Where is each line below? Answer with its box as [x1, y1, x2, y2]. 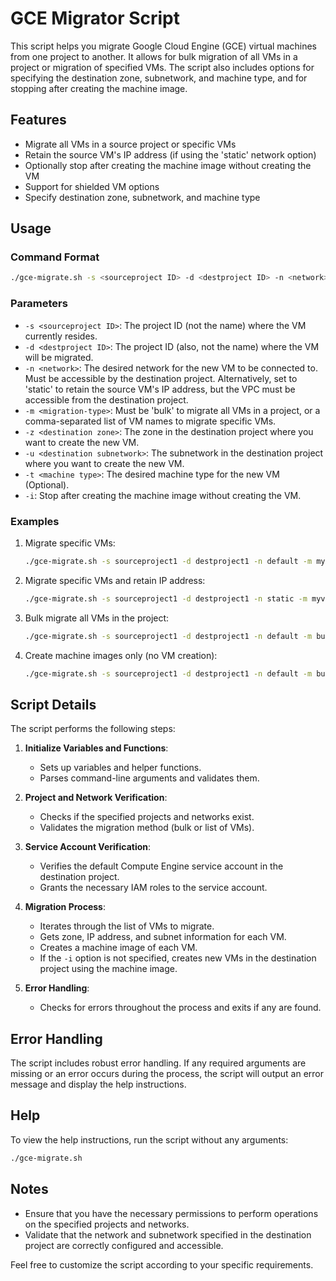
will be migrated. [24, 351, 94, 363]
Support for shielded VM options [24, 180, 160, 192]
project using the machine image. [39, 963, 178, 975]
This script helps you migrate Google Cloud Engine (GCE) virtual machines [10, 40, 317, 52]
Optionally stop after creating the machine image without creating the [24, 159, 312, 171]
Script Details [10, 696, 97, 713]
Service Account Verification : [24, 841, 152, 853]
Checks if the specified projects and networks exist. [39, 811, 255, 823]
